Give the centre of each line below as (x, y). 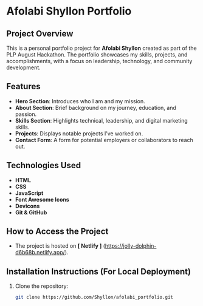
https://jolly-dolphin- (131, 246)
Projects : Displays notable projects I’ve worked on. (79, 133)
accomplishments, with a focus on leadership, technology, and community (99, 61)
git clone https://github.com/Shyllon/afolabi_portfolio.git (94, 297)
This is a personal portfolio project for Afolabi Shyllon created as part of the (101, 48)
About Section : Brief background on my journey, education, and (95, 107)
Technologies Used (43, 165)
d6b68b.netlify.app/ (40, 253)
